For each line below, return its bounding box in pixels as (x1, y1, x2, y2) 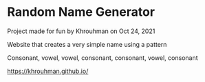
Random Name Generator (7, 4, 155, 20)
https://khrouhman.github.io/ (7, 67, 89, 75)
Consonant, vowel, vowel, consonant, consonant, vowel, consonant (7, 53, 198, 62)
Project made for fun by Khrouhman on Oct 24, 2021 (7, 27, 155, 35)
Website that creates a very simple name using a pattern (7, 40, 167, 48)
